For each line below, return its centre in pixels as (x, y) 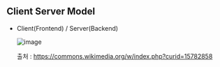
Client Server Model (51, 12)
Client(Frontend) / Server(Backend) (67, 28)
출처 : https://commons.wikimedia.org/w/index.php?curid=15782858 (115, 56)
